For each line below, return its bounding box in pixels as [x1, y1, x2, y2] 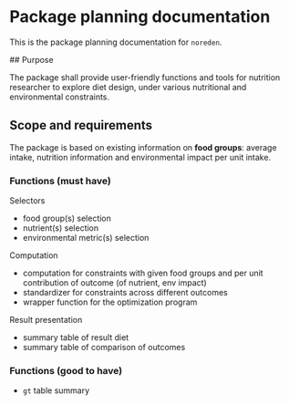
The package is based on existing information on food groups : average [9, 141, 277, 152]
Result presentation [9, 315, 83, 326]
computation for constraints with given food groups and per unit [22, 267, 263, 279]
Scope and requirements [9, 118, 153, 133]
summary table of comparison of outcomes [22, 342, 186, 353]
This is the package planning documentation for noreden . [9, 36, 222, 47]
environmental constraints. [9, 91, 110, 102]
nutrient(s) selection [22, 223, 99, 234]
